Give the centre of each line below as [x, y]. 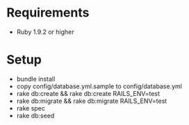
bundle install [36, 79]
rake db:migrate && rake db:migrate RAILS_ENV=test [92, 101]
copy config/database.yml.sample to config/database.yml [99, 86]
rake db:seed [35, 115]
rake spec [31, 108]
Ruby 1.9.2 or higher [45, 32]
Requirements [48, 13]
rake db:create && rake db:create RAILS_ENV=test [88, 93]
